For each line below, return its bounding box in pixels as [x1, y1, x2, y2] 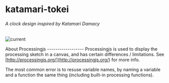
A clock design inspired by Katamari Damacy [5, 20, 100, 26]
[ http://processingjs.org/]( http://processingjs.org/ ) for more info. [5, 57, 140, 63]
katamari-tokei [5, 4, 70, 15]
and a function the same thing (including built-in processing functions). [5, 72, 154, 78]
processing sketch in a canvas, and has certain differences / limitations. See [5, 52, 164, 58]
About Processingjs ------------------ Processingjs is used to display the [5, 46, 158, 52]
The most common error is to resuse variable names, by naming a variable [5, 67, 161, 73]
